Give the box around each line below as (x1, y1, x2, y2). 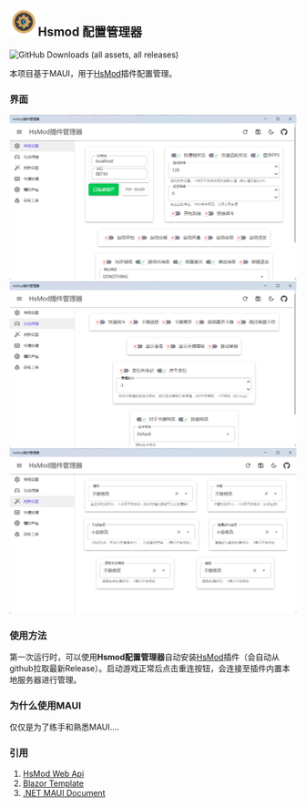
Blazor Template (22, 778, 85, 789)
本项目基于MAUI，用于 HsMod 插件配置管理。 (9, 67, 178, 78)
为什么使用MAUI (9, 700, 82, 711)
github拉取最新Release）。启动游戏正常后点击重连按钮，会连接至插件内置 (9, 663, 282, 674)
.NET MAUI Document (22, 787, 106, 798)
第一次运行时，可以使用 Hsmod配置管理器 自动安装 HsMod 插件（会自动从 (9, 651, 280, 663)
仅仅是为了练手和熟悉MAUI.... (9, 721, 120, 732)
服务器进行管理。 (16, 674, 82, 686)
